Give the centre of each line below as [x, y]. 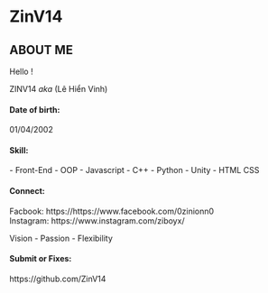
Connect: [27, 191]
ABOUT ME [42, 50]
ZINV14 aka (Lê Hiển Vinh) [59, 89]
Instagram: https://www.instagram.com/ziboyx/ [97, 220]
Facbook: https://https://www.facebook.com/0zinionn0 [112, 211]
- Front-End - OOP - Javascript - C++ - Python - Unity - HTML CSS [134, 170]
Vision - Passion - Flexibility [61, 238]
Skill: [19, 150]
